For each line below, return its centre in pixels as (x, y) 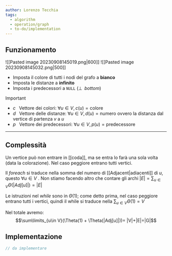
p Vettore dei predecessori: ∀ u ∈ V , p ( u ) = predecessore (74, 124)
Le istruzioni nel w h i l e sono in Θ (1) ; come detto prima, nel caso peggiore (81, 196)
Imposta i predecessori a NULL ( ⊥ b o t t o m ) (57, 88)
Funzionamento (31, 50)
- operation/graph (30, 24)
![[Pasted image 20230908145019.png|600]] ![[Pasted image (70, 62)
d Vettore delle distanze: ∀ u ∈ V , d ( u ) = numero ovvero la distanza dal (88, 113)
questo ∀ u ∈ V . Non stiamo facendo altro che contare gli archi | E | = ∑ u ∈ (83, 179)
